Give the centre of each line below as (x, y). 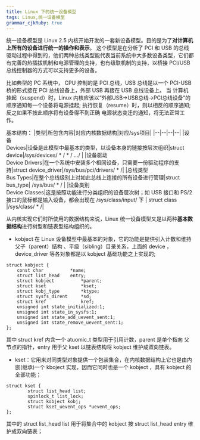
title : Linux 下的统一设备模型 (41, 12)
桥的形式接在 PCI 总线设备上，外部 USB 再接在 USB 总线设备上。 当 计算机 (97, 91)
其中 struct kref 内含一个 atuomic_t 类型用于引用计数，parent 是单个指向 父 (98, 340)
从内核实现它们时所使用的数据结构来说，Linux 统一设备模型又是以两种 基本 (97, 219)
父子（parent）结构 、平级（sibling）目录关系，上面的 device (90, 247)
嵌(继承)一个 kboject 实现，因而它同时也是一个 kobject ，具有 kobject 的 (103, 367)
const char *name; (51, 271)
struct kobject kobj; (54, 402)
